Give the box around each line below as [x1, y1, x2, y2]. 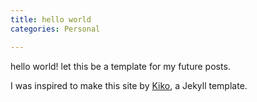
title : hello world [10, 14, 92, 25]
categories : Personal [10, 24, 101, 34]
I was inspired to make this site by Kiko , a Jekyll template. [10, 79, 248, 91]
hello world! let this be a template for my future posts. [10, 60, 231, 72]
